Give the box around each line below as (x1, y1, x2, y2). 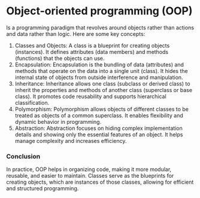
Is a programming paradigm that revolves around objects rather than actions (6, 24, 195, 31)
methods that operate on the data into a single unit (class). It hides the (14, 67, 188, 74)
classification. (14, 99, 50, 106)
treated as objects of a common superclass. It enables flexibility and (14, 112, 184, 119)
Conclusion (6, 152, 41, 160)
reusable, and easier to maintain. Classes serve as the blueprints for (6, 172, 174, 179)
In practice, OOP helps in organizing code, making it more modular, (6, 166, 172, 173)
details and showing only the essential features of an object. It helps (14, 130, 183, 138)
